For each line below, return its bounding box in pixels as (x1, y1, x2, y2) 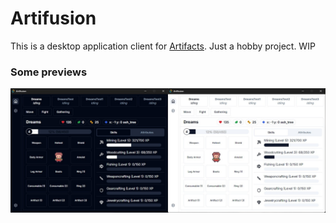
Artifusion (10, 7, 97, 30)
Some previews (10, 65, 88, 79)
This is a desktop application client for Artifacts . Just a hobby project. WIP (10, 40, 316, 52)
